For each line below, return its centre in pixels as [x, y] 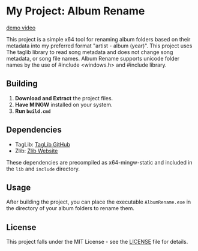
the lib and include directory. [43, 169]
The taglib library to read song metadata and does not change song [90, 52]
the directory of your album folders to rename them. [70, 208]
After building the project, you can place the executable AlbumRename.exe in [99, 202]
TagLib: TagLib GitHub [43, 144]
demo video [21, 28]
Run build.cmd [33, 111]
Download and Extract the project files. [64, 98]
